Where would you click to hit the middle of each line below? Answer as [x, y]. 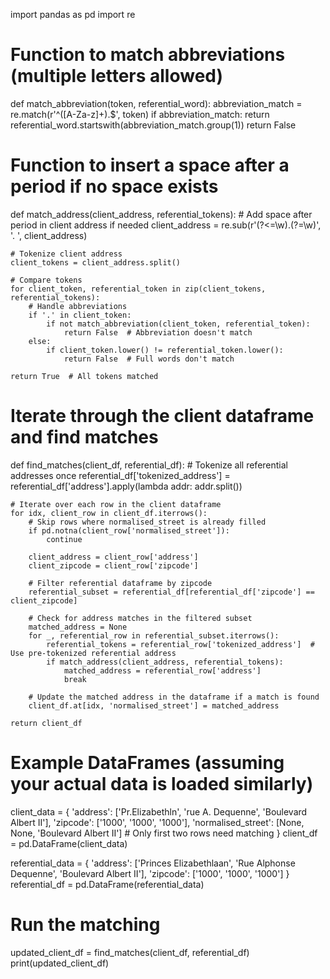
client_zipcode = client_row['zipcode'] [113, 565]
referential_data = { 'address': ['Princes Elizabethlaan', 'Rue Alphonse [153, 863]
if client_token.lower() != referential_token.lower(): [165, 350]
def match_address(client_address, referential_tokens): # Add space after [161, 214]
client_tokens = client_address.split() [96, 262]
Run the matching [85, 924]
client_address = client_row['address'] [113, 557]
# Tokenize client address [66, 254]
